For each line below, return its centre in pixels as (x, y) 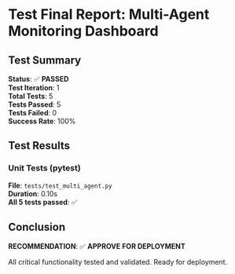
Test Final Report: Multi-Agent (109, 15)
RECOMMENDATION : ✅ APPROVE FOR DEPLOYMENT (97, 246)
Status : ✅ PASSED (39, 79)
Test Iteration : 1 (34, 88)
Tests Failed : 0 (33, 113)
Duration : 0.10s (33, 193)
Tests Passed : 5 (35, 104)
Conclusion (37, 227)
